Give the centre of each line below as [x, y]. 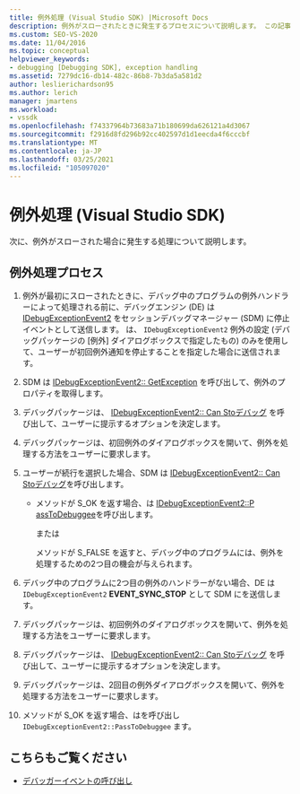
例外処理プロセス [56, 272]
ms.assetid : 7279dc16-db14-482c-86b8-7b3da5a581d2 [106, 76]
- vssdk [24, 118]
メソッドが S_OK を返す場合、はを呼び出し [101, 715]
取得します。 [85, 393]
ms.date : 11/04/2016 [48, 43]
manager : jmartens [43, 101]
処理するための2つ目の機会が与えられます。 [116, 564]
